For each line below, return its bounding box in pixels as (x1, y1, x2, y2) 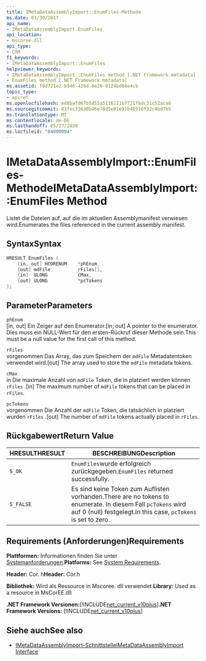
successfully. (71, 475, 110, 483)
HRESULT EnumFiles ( (6, 255, 59, 261)
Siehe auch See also (6, 625, 83, 635)
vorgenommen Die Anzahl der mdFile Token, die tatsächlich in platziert (6, 406, 185, 414)
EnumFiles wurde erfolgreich (71, 459, 151, 468)
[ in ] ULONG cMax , (17, 272, 92, 278)
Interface (15, 648, 39, 655)
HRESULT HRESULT (9, 449, 66, 457)
